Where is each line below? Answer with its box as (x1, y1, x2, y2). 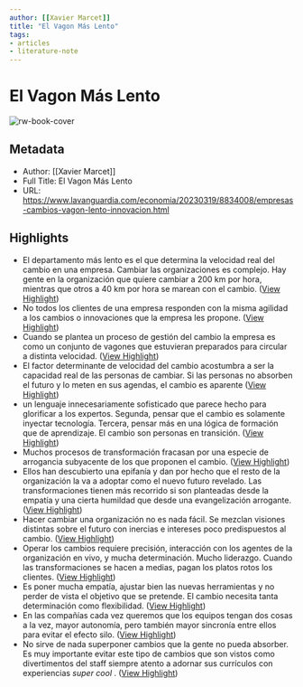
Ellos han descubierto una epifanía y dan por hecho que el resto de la (22, 466, 281, 476)
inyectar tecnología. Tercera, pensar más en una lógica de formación (22, 418, 279, 428)
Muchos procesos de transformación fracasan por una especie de (22, 447, 269, 457)
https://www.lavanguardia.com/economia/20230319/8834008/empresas (22, 194, 294, 205)
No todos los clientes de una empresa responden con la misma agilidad (22, 302, 289, 313)
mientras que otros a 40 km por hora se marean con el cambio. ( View (22, 283, 281, 294)
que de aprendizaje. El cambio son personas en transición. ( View (22, 427, 264, 438)
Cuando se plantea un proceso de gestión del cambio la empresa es (22, 331, 276, 342)
